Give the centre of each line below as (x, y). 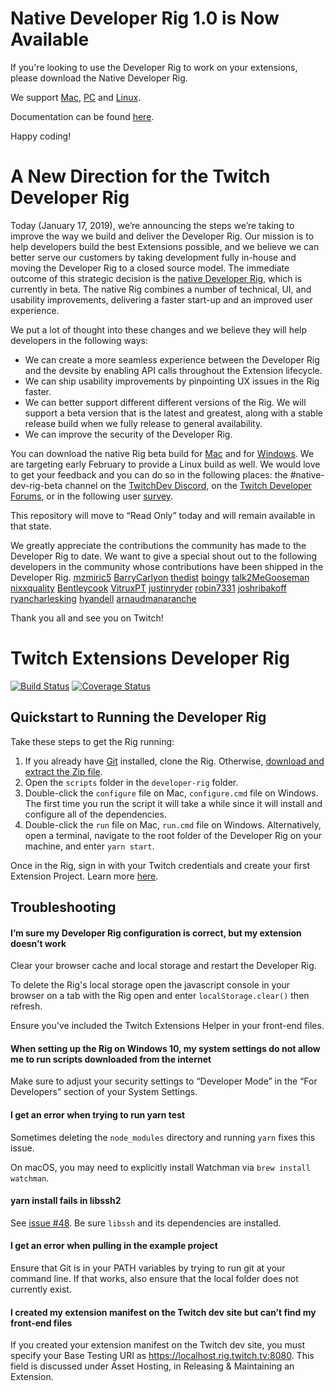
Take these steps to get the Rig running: (92, 741)
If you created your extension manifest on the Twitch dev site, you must (158, 1345)
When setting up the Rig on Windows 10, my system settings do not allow (165, 1048)
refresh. (26, 1006)
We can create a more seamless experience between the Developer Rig (172, 359)
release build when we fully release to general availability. (143, 423)
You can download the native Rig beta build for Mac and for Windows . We (162, 453)
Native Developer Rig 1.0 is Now (145, 18)
